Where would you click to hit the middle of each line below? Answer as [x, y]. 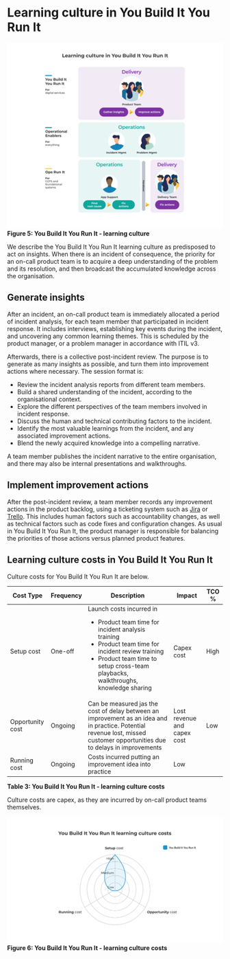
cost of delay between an [124, 711]
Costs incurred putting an [124, 756]
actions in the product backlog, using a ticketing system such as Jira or [107, 509]
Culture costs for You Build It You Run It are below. [78, 576]
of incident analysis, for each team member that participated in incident [108, 321]
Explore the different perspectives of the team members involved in [112, 406]
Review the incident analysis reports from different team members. [111, 384]
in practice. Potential [117, 725]
